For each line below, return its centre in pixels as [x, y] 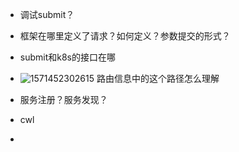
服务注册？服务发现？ [63, 99]
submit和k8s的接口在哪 [68, 57]
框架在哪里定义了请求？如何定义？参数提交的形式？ [125, 36]
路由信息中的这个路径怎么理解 [158, 78]
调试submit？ [47, 14]
